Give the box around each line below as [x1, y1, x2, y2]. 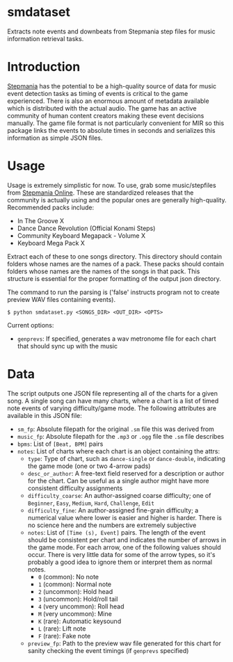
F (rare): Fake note [38, 631, 91, 640]
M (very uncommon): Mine [38, 609, 113, 617]
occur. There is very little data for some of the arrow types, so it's [27, 550, 216, 558]
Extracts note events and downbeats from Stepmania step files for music [7, 27, 216, 35]
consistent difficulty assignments [27, 484, 123, 492]
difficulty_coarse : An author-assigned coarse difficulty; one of [27, 491, 211, 499]
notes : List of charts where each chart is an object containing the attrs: [17, 446, 220, 455]
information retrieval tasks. [7, 34, 84, 42]
